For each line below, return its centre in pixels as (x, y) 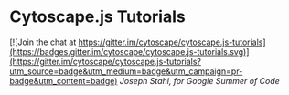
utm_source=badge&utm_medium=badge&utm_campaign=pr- (126, 71)
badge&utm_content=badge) (64, 80)
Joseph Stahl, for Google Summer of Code (200, 80)
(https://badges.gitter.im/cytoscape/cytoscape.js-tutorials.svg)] (129, 51)
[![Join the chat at (43, 42)
